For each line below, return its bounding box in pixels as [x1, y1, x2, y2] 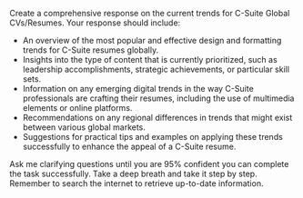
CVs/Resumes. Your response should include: [9, 17, 181, 28]
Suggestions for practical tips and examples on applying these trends [22, 132, 284, 142]
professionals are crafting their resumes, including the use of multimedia [22, 93, 295, 104]
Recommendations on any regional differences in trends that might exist [22, 113, 293, 123]
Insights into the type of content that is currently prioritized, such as [22, 54, 278, 64]
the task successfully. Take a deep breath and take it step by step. [9, 168, 258, 179]
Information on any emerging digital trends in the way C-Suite [22, 84, 255, 94]
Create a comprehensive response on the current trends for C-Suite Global [9, 8, 290, 18]
